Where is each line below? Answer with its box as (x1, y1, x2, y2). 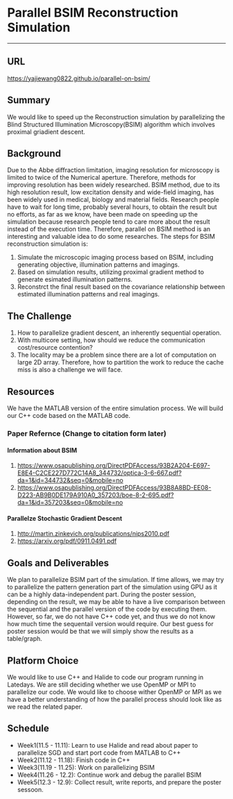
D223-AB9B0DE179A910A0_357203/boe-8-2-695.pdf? (17, 491, 175, 499)
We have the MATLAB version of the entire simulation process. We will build (7, 404, 224, 412)
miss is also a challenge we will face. (17, 366, 123, 374)
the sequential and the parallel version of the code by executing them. (7, 605, 207, 614)
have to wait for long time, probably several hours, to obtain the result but (7, 203, 217, 211)
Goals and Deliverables (7, 557, 110, 569)
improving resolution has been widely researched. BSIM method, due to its (7, 180, 221, 189)
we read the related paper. (7, 703, 83, 711)
